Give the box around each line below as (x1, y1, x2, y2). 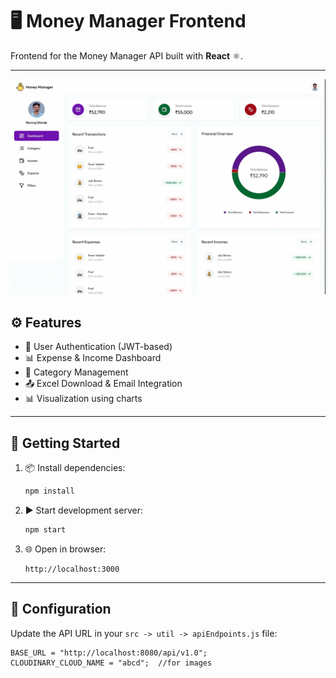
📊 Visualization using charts (24, 393, 143, 405)
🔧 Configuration (10, 601, 112, 618)
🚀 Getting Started (10, 434, 121, 452)
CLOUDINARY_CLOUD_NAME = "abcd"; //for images (10, 658, 213, 668)
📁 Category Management (24, 366, 129, 378)
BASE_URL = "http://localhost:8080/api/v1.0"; (10, 648, 208, 658)
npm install (24, 486, 75, 497)
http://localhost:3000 (24, 564, 120, 574)
